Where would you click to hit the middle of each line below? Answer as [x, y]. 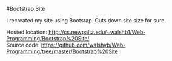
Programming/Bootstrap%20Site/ [48, 38]
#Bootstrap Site [26, 9]
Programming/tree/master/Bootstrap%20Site [62, 51]
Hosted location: [27, 32]
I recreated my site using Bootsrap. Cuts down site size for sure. [86, 20]
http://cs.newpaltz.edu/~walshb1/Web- [97, 32]
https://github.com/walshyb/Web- [83, 45]
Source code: [23, 45]
